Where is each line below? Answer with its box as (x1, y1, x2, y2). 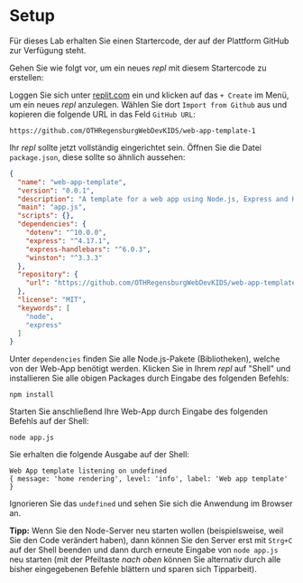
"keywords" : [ (17, 304, 70, 313)
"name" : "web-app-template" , (17, 177, 127, 186)
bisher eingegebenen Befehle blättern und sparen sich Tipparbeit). (9, 564, 257, 575)
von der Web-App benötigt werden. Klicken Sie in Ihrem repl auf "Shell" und (9, 363, 291, 374)
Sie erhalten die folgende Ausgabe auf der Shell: (9, 449, 189, 460)
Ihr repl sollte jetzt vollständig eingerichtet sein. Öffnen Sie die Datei (9, 142, 262, 153)
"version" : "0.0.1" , (17, 186, 95, 195)
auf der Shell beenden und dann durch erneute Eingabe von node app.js (9, 544, 279, 556)
